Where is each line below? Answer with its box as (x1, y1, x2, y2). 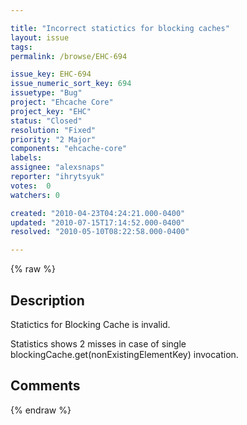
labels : (10, 153, 43, 163)
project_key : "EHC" (10, 106, 92, 116)
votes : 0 (10, 181, 52, 191)
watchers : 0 (10, 190, 60, 200)
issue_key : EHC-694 (10, 69, 92, 80)
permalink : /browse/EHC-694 (10, 51, 128, 61)
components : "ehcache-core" (10, 144, 128, 154)
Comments (10, 377, 81, 395)
